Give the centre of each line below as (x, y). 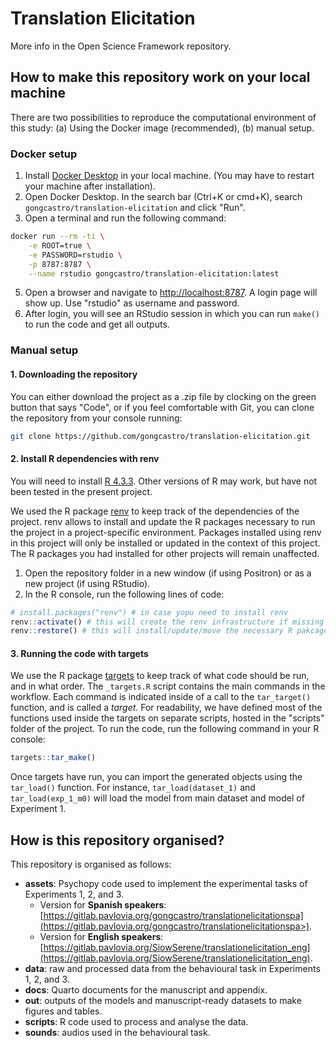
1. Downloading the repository (74, 374)
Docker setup (44, 154)
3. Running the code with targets (79, 653)
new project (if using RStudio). (87, 583)
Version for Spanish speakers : (103, 905)
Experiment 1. (38, 809)
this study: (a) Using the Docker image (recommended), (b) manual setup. (162, 128)
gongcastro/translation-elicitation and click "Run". (135, 208)
